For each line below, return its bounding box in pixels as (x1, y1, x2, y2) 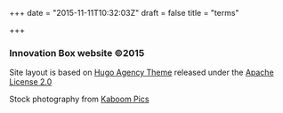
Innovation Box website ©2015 (9, 46, 145, 59)
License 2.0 (9, 77, 53, 87)
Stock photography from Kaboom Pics (9, 93, 150, 105)
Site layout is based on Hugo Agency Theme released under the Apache (9, 67, 274, 78)
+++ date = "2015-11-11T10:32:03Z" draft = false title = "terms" (9, 8, 239, 18)
